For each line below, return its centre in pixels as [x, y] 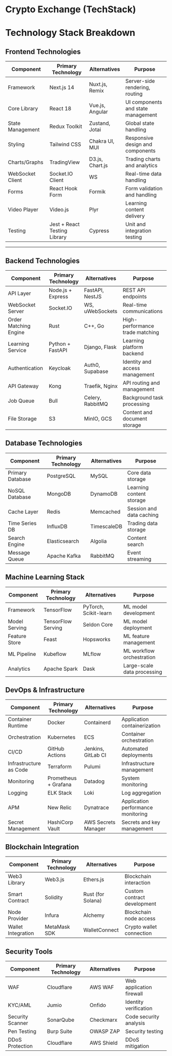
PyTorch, [93, 606]
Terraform [59, 767]
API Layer [19, 293]
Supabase [96, 371]
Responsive [139, 138]
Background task [143, 398]
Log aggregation [141, 793]
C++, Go [94, 326]
